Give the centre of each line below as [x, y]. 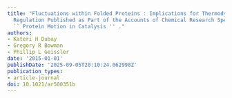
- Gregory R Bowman [35, 46]
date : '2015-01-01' [35, 59]
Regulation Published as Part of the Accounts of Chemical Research [114, 20]
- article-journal [33, 78]
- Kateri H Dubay [32, 39]
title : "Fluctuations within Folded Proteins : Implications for [103, 13]
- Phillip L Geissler [38, 52]
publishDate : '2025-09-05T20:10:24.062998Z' [72, 65]
